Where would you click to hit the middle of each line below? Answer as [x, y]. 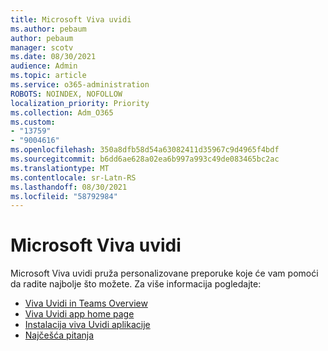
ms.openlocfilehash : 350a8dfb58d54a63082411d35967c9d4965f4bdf [145, 150]
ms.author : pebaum [48, 29]
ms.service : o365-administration [80, 85]
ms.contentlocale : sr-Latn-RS [73, 177]
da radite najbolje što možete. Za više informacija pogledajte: [136, 284]
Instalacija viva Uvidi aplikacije [87, 325]
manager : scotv [42, 47]
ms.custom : [33, 122]
